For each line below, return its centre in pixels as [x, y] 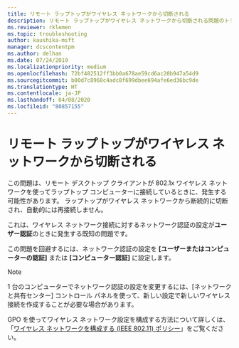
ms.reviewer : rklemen [39, 27]
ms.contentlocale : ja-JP [44, 93]
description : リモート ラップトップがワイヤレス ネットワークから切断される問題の [116, 21]
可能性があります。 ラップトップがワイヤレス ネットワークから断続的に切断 [118, 201]
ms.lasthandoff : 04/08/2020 [49, 100]
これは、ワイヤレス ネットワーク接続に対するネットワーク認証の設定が [111, 224]
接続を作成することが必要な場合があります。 [73, 304]
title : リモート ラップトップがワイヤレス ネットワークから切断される [99, 14]
